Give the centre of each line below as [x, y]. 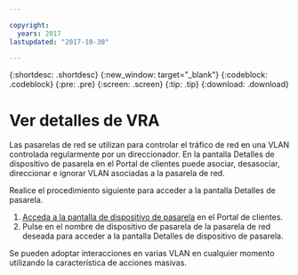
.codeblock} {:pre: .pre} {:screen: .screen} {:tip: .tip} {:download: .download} [149, 85]
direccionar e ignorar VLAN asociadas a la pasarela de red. [117, 174]
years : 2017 [40, 33]
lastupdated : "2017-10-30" [59, 42]
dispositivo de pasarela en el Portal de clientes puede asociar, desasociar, [145, 164]
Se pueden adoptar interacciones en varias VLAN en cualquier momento [142, 254]
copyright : [29, 25]
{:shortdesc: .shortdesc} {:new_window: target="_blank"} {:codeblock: [139, 75]
